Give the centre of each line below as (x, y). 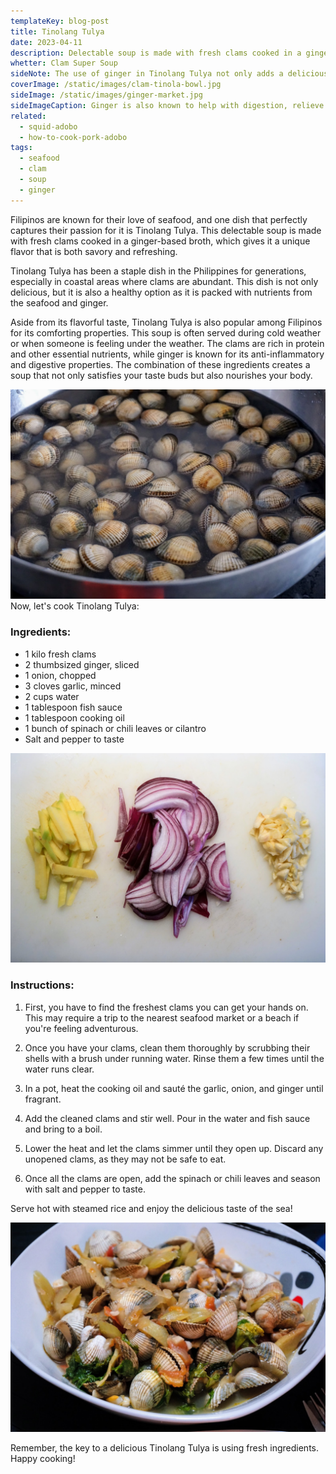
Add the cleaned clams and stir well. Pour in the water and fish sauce (167, 1118)
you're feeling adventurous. (81, 1028)
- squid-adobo (48, 126)
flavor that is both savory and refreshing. (94, 251)
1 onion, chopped (60, 675)
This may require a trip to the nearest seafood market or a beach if (162, 1017)
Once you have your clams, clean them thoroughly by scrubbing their (167, 1047)
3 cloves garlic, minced (73, 686)
